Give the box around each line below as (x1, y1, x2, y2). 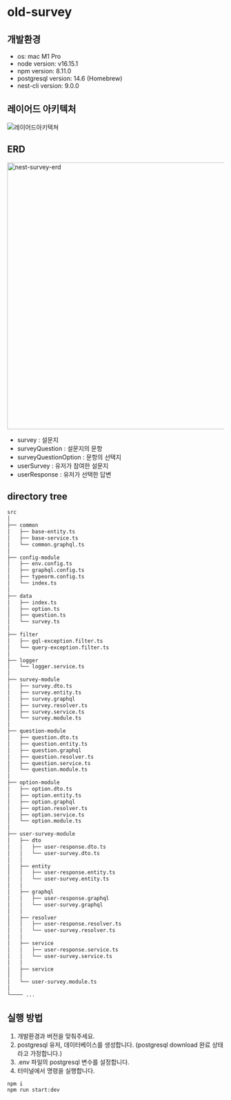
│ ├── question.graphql (7, 746, 81, 754)
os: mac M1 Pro (17, 53, 61, 60)
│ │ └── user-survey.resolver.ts (7, 927, 116, 934)
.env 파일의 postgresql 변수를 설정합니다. (17, 1058, 130, 1066)
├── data (7, 592, 32, 599)
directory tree (7, 491, 68, 502)
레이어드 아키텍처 (7, 103, 77, 115)
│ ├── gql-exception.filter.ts (7, 637, 103, 644)
